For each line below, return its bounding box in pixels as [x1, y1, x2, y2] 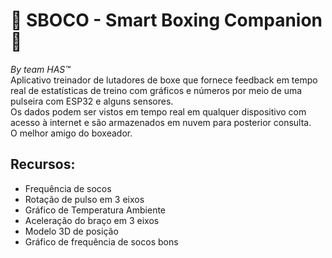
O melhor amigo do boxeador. [10, 127, 133, 139]
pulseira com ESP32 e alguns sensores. [10, 95, 174, 107]
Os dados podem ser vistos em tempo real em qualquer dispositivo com [10, 105, 307, 118]
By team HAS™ [10, 63, 71, 75]
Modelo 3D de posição [24, 225, 119, 237]
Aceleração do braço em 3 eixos [24, 214, 160, 226]
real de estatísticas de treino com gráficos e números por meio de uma [10, 84, 303, 96]
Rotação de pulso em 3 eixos [24, 193, 145, 205]
